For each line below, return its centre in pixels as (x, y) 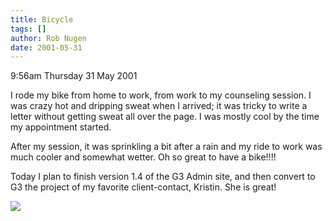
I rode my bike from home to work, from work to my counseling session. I (161, 95)
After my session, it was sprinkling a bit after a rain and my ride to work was (166, 147)
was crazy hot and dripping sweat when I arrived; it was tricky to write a (159, 106)
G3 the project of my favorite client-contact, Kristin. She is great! (143, 187)
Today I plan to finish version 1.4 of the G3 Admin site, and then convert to (163, 177)
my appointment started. (61, 127)
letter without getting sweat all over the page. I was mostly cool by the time (165, 117)
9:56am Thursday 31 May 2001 (74, 76)
